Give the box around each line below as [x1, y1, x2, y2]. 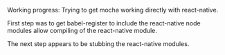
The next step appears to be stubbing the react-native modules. [7, 40, 190, 47]
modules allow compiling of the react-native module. [7, 27, 158, 34]
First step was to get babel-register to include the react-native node [7, 19, 201, 27]
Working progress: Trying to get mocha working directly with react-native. [7, 6, 219, 14]
